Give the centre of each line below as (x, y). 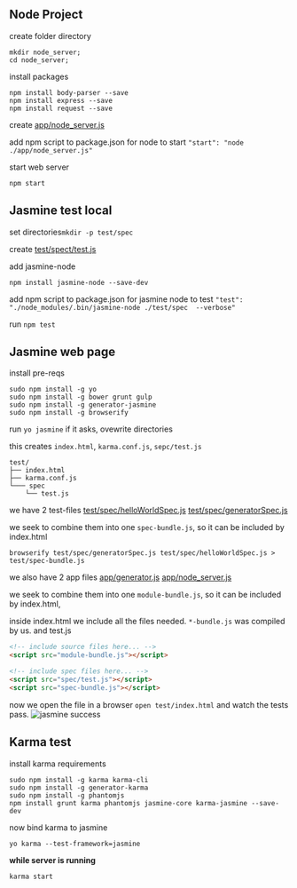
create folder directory (50, 36)
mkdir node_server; (45, 52)
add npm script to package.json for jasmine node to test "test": (126, 299)
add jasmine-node (43, 266)
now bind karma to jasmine (59, 827)
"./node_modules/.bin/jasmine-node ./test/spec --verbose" (123, 307)
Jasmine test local (61, 211)
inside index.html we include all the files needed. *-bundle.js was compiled (147, 622)
